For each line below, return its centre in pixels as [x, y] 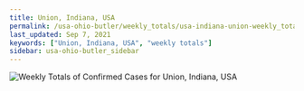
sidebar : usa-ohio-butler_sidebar [75, 51]
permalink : [30, 26]
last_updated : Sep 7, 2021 [60, 34]
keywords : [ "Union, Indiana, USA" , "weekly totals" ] [111, 43]
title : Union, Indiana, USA [62, 18]
